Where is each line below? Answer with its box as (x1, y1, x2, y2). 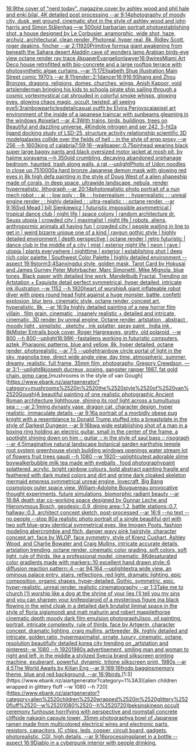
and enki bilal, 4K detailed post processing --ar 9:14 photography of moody (6, 11, 186, 18)
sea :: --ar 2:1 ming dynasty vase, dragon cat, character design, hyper (6, 404, 173, 410)
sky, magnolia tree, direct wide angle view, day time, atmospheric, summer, (6, 354, 187, 360)
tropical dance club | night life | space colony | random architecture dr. (6, 210, 176, 217)
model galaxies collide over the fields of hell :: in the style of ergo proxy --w (6, 136, 187, 142)
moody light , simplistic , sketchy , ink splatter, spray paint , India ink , (6, 322, 173, 329)
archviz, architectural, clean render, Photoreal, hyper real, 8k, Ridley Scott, (6, 36, 185, 43)
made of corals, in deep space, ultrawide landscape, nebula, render (6, 179, 169, 186)
